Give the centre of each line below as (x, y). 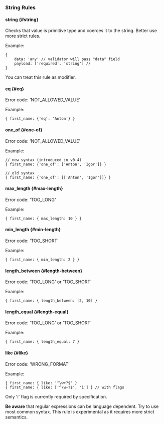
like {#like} (17, 353)
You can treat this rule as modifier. (41, 77)
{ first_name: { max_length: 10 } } (43, 219)
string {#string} (22, 20)
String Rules (21, 8)
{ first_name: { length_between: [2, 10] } (51, 301)
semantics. (17, 417)
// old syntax (20, 173)
